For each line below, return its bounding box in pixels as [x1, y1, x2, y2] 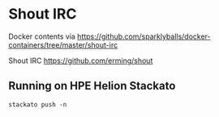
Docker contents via [8, 31, 75, 41]
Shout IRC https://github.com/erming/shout [8, 56, 153, 65]
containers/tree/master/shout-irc [8, 40, 118, 49]
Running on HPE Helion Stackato [8, 79, 176, 93]
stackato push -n [8, 100, 67, 109]
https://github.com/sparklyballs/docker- [76, 31, 211, 41]
